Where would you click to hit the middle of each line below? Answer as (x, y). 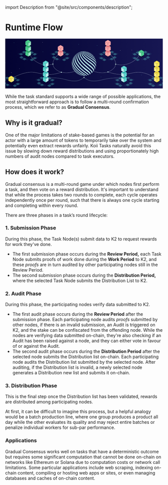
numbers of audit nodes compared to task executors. (60, 156)
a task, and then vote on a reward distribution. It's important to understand (82, 189)
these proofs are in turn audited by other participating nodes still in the (85, 265)
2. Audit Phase (23, 294)
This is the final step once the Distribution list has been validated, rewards (81, 397)
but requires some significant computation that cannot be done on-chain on (83, 457)
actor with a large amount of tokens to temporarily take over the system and (83, 140)
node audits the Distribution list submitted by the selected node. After (84, 362)
